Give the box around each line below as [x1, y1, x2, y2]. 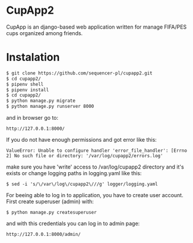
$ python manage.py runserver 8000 [6, 104, 94, 110]
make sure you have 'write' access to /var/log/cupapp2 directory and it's [6, 163, 184, 170]
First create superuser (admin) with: [6, 198, 94, 205]
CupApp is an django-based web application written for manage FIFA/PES [6, 23, 187, 30]
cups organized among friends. [6, 29, 83, 36]
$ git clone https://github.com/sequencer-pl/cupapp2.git [6, 70, 153, 76]
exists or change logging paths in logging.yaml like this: [6, 170, 142, 176]
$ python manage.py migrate [6, 98, 76, 104]
